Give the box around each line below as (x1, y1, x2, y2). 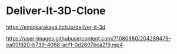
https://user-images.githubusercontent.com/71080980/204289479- (6, 35, 172, 42)
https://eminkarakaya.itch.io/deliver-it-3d (6, 23, 106, 31)
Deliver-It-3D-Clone (6, 4, 106, 18)
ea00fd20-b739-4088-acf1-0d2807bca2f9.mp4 (6, 41, 123, 48)
